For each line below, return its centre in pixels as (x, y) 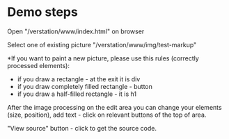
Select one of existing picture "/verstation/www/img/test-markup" (102, 44)
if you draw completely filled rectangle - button (85, 86)
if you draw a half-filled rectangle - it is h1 (77, 94)
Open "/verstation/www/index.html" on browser (76, 31)
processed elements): (39, 65)
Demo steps (42, 12)
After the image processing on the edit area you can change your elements (114, 107)
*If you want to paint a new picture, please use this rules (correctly (103, 58)
